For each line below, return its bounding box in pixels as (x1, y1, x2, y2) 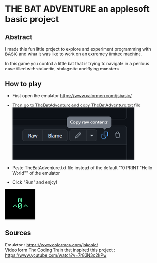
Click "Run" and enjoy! (12, 179, 57, 185)
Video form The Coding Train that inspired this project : (5, 247, 116, 253)
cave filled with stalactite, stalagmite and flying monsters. (5, 66, 120, 71)
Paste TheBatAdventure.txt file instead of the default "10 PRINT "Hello (12, 164, 153, 171)
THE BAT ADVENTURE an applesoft (5, 3, 150, 15)
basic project (5, 14, 59, 25)
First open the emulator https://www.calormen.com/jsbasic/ (12, 92, 132, 98)
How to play (5, 80, 42, 88)
